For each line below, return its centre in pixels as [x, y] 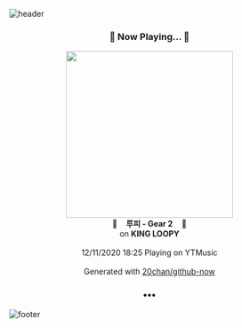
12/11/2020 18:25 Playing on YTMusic [149, 252]
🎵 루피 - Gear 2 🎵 [149, 224]
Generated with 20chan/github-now [149, 272]
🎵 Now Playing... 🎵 [149, 36]
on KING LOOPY [149, 234]
